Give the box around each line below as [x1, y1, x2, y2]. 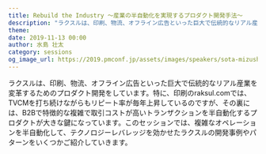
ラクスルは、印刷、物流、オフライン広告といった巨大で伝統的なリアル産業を [8, 78, 258, 88]
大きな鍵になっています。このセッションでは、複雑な [42, 118, 215, 127]
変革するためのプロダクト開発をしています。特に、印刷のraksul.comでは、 [8, 88, 252, 97]
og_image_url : [8, 56, 55, 64]
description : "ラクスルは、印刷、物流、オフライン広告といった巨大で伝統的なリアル [8, 19, 253, 27]
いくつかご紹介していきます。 [35, 137, 132, 147]
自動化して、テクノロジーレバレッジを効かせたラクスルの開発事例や [28, 127, 250, 137]
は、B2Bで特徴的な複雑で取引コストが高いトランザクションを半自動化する [8, 107, 251, 117]
